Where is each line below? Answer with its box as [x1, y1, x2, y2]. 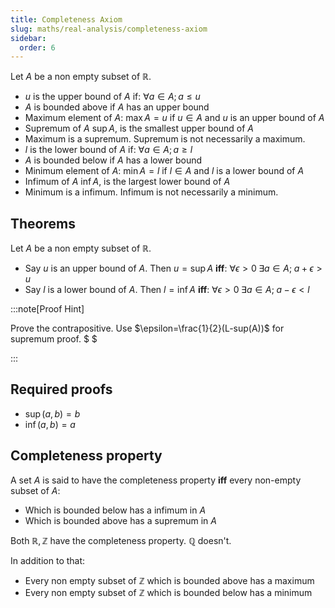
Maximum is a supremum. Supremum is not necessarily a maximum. [24, 133, 306, 145]
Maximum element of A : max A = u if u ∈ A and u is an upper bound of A [24, 112, 325, 124]
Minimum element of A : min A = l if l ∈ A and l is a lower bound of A [24, 165, 305, 177]
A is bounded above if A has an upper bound [24, 101, 210, 113]
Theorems [10, 215, 76, 232]
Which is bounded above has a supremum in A [24, 514, 217, 526]
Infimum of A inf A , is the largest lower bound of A [24, 176, 231, 188]
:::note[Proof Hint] [10, 303, 85, 315]
